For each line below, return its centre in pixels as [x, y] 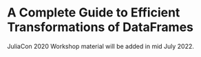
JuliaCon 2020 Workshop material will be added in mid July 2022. [101, 46]
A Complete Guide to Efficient [94, 13]
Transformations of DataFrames [100, 27]
